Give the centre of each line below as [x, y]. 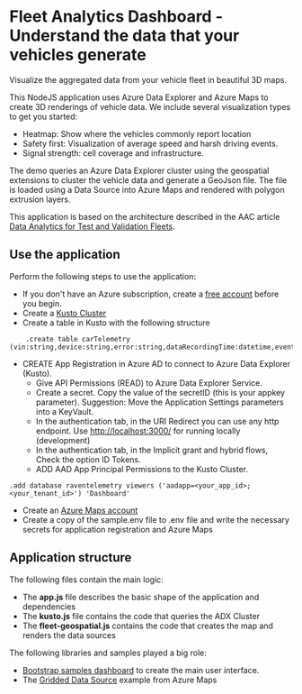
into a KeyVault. [65, 411]
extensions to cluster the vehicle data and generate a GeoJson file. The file [148, 180]
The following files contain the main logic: [86, 580]
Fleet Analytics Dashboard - [116, 17]
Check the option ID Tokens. [88, 459]
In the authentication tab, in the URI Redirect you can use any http [157, 421]
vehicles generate [78, 55]
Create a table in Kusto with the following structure [116, 323]
